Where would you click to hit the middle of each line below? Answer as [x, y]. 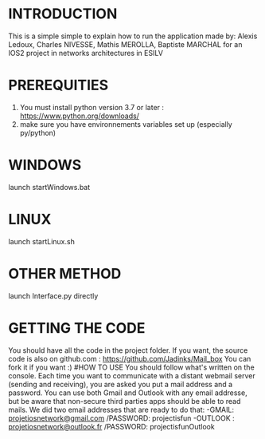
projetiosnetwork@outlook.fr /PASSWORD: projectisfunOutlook [111, 426]
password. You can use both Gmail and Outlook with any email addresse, [128, 393]
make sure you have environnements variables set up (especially [126, 124]
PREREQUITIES [58, 85]
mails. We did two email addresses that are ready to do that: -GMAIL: [121, 409]
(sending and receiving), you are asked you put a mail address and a [121, 384]
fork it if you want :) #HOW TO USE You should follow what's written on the [131, 367]
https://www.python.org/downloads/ [79, 116]
